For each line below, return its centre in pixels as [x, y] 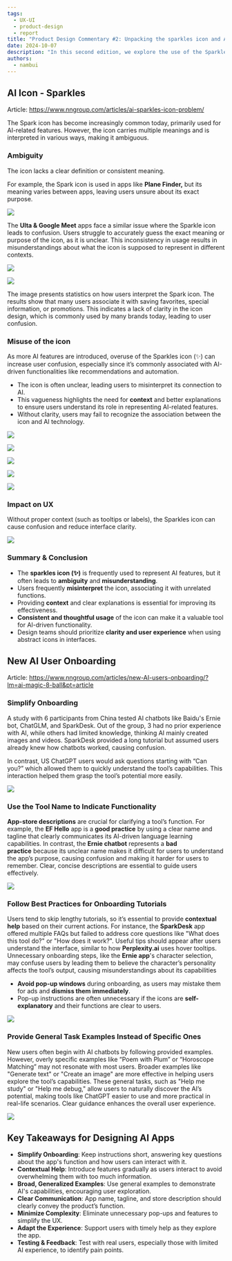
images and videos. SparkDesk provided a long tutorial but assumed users [113, 740]
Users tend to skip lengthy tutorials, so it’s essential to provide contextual [112, 919]
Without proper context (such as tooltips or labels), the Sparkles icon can [111, 519]
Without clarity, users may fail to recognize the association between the [119, 414]
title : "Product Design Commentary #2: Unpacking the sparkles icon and [114, 39]
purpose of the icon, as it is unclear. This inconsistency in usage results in [112, 240]
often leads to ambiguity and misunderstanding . [87, 580]
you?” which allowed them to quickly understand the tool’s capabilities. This [115, 768]
